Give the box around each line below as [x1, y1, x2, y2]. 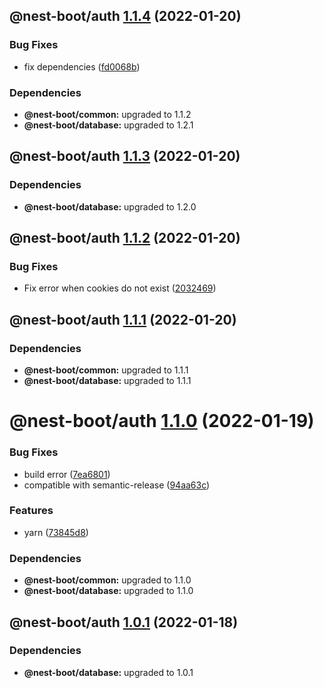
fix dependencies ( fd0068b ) [23, 60, 141, 73]
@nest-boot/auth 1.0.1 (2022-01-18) [9, 614, 239, 631]
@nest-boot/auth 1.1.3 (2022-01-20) [9, 148, 241, 165]
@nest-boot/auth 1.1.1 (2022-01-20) [9, 311, 237, 328]
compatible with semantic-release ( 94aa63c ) [23, 479, 211, 491]
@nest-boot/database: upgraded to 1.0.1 [23, 666, 194, 678]
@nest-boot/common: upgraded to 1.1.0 [23, 574, 192, 586]
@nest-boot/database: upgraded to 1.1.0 [23, 585, 194, 597]
